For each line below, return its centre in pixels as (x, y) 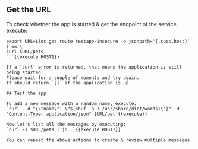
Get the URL (29, 10)
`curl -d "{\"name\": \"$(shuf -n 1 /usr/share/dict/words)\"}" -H (93, 109)
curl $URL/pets (25, 52)
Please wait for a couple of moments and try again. (73, 77)
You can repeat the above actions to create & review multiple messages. (100, 140)
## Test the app (26, 93)
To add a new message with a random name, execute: (71, 103)
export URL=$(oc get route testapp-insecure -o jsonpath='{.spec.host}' (98, 41)
